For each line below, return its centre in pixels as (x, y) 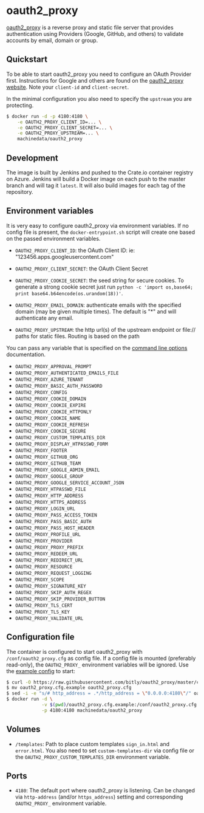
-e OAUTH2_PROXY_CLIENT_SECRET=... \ (65, 128)
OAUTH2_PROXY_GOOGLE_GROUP (49, 476)
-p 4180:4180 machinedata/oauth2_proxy (92, 710)
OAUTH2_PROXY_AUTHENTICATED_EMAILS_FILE (67, 373)
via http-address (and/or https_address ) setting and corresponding (99, 797)
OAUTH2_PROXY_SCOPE (40, 580)
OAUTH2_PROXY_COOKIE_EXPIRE (50, 405)
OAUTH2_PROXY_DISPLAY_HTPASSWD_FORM (61, 444)
